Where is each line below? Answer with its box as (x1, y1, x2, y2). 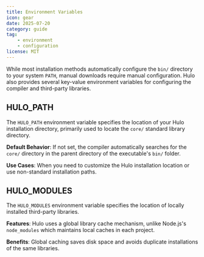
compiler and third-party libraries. (6, 85, 91, 92)
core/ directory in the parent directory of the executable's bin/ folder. (6, 150, 181, 157)
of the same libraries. (6, 245, 60, 252)
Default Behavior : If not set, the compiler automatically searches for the (6, 143, 187, 150)
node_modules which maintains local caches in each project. (6, 227, 155, 234)
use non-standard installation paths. (6, 168, 97, 175)
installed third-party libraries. (6, 208, 79, 216)
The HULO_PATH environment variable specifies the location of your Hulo (6, 118, 185, 125)
